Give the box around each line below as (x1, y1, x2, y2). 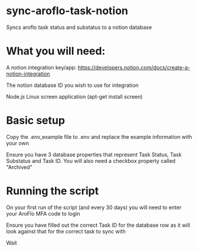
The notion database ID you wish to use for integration (6, 82, 139, 89)
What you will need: (6, 44, 106, 58)
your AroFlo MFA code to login (6, 210, 80, 217)
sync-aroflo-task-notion (6, 4, 128, 18)
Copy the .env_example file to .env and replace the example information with (6, 133, 192, 140)
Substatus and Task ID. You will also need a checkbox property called (6, 157, 176, 164)
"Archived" (6, 164, 33, 171)
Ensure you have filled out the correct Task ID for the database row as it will (6, 221, 190, 229)
